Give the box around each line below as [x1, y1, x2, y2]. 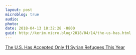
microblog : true [5, 12, 39, 17]
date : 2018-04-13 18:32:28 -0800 [5, 26, 75, 31]
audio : [5, 16, 19, 21]
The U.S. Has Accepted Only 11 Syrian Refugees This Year [5, 44, 125, 50]
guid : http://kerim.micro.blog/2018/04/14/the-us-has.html [5, 30, 131, 35]
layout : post [5, 7, 33, 12]
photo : [5, 21, 19, 26]
